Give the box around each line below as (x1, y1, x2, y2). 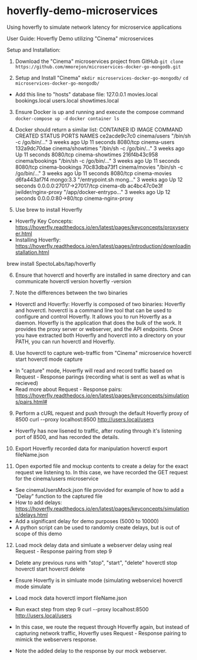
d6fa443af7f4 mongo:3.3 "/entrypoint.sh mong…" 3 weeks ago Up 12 (15, 176, 184, 183)
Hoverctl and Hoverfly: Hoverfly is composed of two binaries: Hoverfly (15, 300, 186, 307)
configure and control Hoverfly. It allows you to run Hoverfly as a (15, 313, 172, 320)
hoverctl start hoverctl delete (15, 565, 85, 572)
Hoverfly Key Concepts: (15, 217, 73, 225)
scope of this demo (15, 530, 62, 537)
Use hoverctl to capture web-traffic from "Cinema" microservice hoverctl (15, 349, 192, 356)
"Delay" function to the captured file (15, 493, 103, 500)
